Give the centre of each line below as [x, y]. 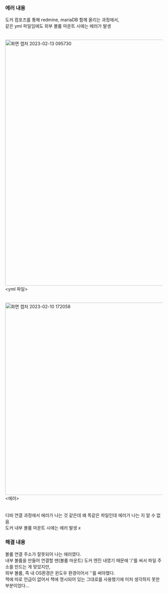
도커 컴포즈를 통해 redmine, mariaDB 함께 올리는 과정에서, [62, 20]
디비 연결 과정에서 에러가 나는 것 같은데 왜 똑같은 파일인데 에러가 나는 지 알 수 [80, 515]
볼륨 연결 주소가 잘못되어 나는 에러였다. [43, 554]
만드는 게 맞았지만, [32, 566]
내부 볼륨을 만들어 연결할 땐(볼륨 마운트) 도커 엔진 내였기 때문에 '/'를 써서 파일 [81, 560]
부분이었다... [17, 585]
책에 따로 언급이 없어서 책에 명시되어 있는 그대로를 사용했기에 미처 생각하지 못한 [82, 579]
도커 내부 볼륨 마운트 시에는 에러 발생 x [43, 528]
